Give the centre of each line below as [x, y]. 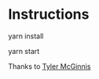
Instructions [49, 14]
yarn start [24, 51]
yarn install [26, 36]
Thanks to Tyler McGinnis [49, 66]
